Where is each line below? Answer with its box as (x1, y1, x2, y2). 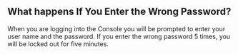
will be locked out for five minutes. (7, 39, 109, 48)
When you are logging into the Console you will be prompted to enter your (7, 24, 226, 33)
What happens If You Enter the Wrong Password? (7, 6, 232, 18)
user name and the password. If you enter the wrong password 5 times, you (7, 32, 231, 40)
